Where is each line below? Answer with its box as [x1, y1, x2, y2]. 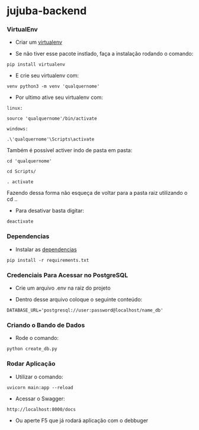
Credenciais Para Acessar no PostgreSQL [7, 271, 129, 279]
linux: [7, 105, 23, 111]
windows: [7, 126, 28, 132]
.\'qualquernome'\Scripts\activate [7, 136, 95, 143]
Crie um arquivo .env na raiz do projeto [15, 284, 111, 291]
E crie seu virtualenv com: [15, 72, 79, 79]
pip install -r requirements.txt [7, 257, 89, 263]
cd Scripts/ [7, 169, 36, 175]
